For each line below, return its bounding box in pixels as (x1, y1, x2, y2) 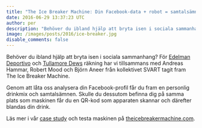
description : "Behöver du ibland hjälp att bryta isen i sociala (6, 25, 173, 32)
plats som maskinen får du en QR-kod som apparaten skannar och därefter (6, 97, 192, 104)
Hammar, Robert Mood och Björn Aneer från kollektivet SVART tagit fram (6, 66, 186, 73)
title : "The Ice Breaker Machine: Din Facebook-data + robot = (6, 8, 168, 15)
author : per (6, 20, 36, 26)
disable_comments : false (6, 37, 69, 43)
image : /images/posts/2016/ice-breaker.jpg (6, 31, 117, 37)
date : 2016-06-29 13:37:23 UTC (6, 14, 85, 20)
